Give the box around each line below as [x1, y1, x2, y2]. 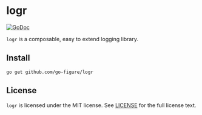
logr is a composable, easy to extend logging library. [6, 35, 138, 42]
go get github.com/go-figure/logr [6, 69, 94, 75]
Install [6, 53, 30, 64]
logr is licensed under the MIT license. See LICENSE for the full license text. [6, 101, 197, 109]
